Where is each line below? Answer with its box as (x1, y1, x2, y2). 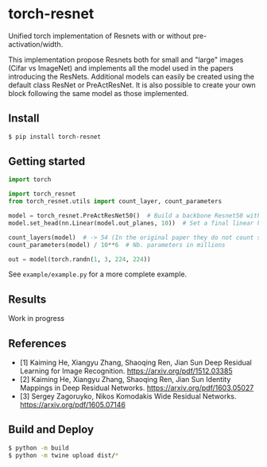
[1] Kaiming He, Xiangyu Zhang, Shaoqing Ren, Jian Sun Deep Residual (19, 358, 252, 368)
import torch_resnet (8, 190, 77, 199)
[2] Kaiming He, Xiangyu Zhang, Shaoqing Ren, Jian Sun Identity (19, 375, 231, 384)
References (8, 337, 67, 350)
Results (8, 292, 47, 306)
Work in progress (8, 314, 65, 323)
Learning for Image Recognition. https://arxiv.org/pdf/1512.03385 (19, 366, 233, 376)
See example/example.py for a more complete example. (8, 269, 188, 279)
